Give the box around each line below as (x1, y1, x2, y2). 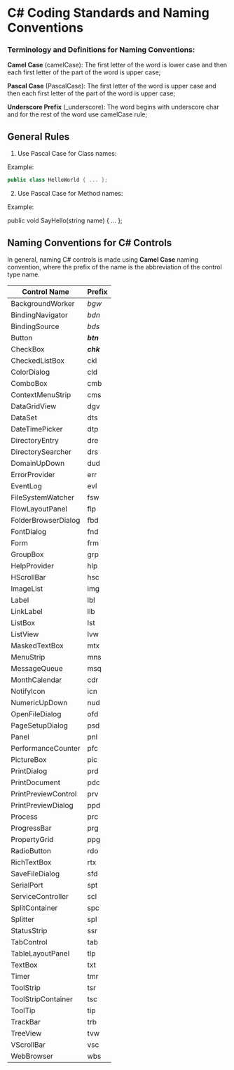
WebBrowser (11, 1051, 54, 1061)
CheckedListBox (11, 356, 65, 366)
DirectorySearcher (11, 447, 72, 457)
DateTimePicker (11, 424, 63, 434)
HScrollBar (11, 572, 46, 582)
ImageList (11, 584, 43, 594)
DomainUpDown (11, 458, 65, 468)
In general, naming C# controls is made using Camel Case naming (7, 255, 198, 264)
